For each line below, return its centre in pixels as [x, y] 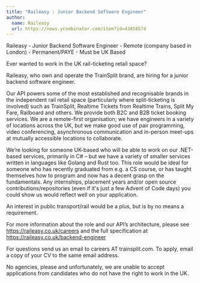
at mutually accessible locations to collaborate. [64, 138]
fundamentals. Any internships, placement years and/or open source [91, 182]
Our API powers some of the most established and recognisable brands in [98, 93]
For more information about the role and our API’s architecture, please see [98, 225]
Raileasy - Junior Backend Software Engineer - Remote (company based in [99, 46]
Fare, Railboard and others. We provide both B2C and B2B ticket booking [96, 113]
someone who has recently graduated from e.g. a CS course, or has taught [99, 169]
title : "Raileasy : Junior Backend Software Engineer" [76, 12]
